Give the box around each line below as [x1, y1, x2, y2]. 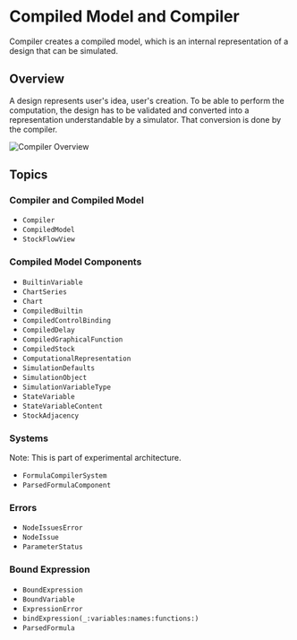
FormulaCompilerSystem [21, 471, 107, 480]
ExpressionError [21, 604, 83, 613]
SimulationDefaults [21, 363, 96, 373]
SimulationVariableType [21, 383, 112, 392]
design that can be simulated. [9, 45, 119, 56]
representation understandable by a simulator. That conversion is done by [9, 114, 282, 125]
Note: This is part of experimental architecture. [9, 453, 182, 463]
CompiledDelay [21, 325, 75, 334]
